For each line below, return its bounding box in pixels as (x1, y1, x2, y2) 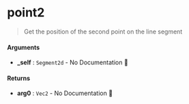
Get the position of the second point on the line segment (23, 27, 183, 36)
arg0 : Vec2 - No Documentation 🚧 (16, 89, 113, 97)
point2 (7, 5, 45, 21)
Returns (7, 74, 31, 82)
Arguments (7, 43, 40, 51)
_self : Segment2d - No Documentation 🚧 (16, 58, 128, 66)
